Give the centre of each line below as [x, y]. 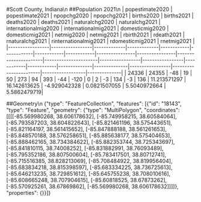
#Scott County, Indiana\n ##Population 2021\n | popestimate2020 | [89, 9]
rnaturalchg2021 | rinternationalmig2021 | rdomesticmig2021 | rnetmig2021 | [100, 41]
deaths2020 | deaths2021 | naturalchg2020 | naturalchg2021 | [83, 22]
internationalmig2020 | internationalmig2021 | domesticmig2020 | [88, 28]
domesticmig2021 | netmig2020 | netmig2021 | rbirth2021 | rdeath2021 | [95, 35]
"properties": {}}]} [29, 193]
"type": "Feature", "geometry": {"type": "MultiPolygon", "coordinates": [93, 110]
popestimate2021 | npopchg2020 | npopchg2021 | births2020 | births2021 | [100, 16]
